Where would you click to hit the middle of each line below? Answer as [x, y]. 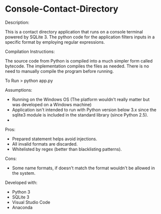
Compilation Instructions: [30, 51]
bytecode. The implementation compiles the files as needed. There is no [77, 66]
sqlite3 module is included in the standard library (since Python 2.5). [80, 115]
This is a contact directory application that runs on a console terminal [74, 32]
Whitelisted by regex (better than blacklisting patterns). [67, 149]
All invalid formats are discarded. [45, 144]
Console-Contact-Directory [62, 9]
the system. [24, 173]
